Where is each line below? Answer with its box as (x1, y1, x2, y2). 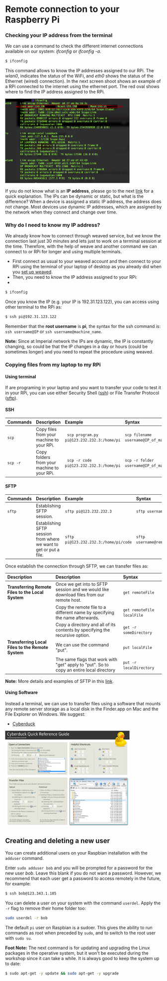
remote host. (55, 597, 82, 603)
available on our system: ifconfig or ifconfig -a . (5, 48, 101, 54)
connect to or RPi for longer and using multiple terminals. (5, 249, 122, 255)
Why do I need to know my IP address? (5, 221, 100, 228)
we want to (36, 542, 59, 547)
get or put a (36, 546, 60, 553)
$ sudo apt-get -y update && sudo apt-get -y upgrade (5, 971, 119, 976)
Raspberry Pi (5, 14, 60, 25)
